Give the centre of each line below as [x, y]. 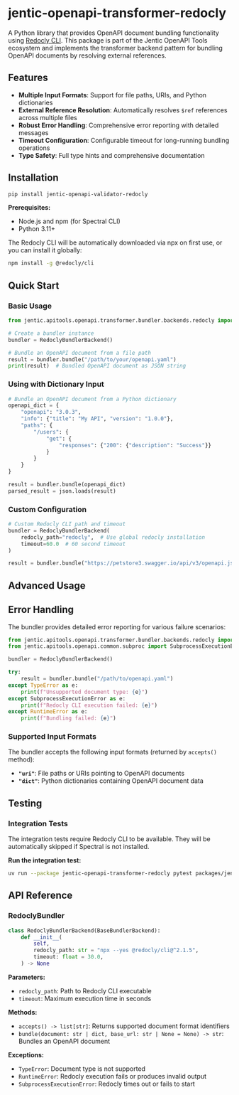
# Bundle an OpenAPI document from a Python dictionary [92, 399]
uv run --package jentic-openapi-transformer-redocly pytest [100, 874]
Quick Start [34, 285]
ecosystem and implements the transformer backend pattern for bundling [115, 48]
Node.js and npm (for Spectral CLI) [70, 221]
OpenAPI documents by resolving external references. [87, 55]
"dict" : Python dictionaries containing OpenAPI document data [111, 781]
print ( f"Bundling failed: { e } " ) [68, 719]
